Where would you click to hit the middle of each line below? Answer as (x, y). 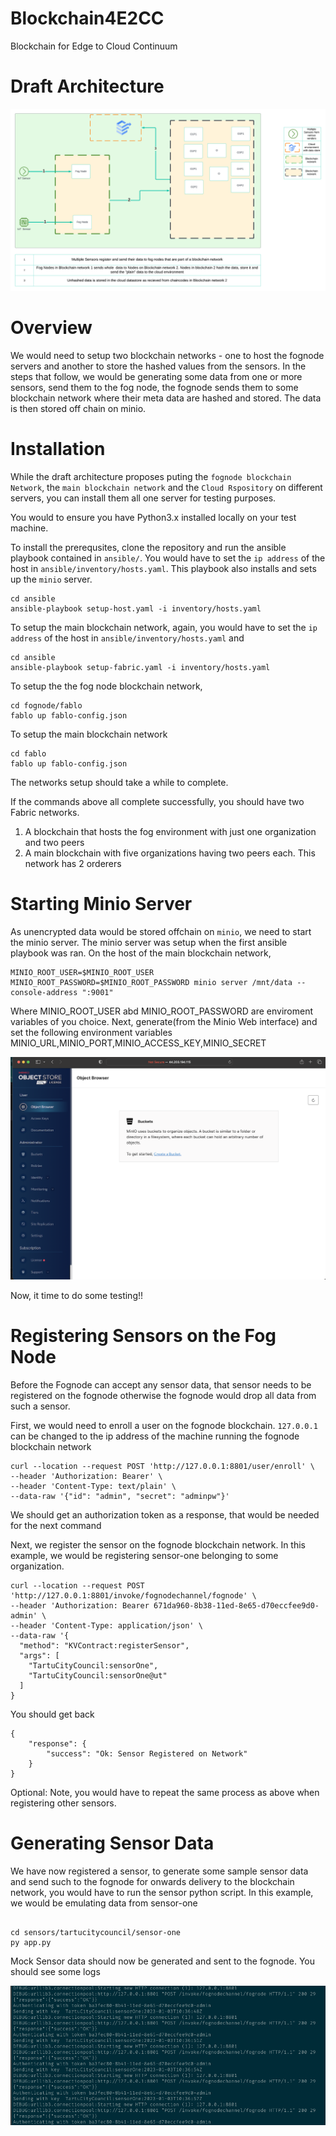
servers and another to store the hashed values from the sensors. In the (158, 366)
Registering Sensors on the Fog (143, 1336)
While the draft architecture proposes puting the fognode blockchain (151, 477)
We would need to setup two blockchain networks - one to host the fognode (167, 356)
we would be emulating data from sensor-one (104, 1903)
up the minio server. (51, 579)
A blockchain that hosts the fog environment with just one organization (170, 832)
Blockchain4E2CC (87, 18)
